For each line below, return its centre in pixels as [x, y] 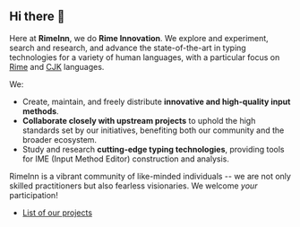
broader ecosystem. [59, 139]
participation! [34, 195]
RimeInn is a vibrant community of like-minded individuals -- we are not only [150, 176]
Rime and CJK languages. [57, 66]
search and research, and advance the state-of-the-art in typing [128, 48]
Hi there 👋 [37, 17]
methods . [41, 111]
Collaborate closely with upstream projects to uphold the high [139, 120]
